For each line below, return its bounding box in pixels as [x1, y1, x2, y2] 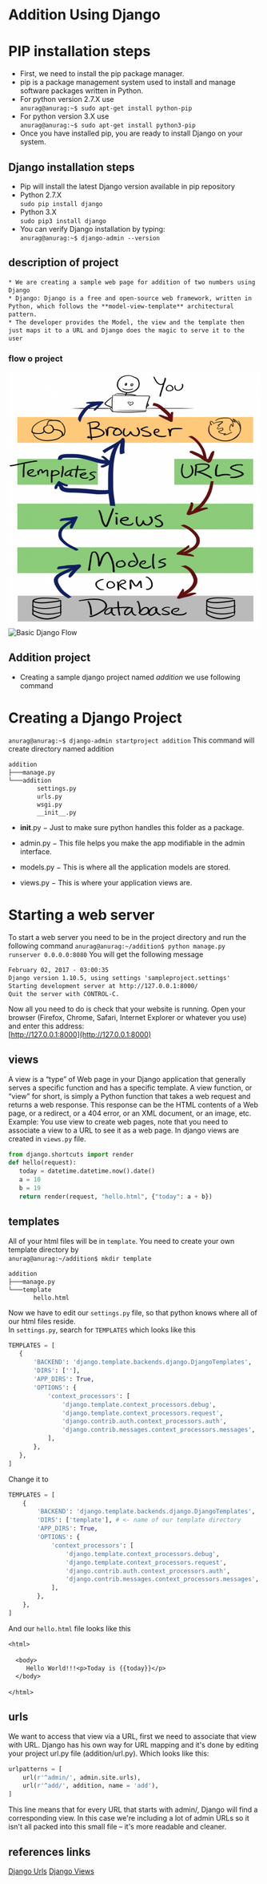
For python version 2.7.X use [19, 95, 114, 104]
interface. [19, 846, 52, 856]
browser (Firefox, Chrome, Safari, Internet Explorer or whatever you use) [8, 1012, 247, 1022]
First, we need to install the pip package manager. [19, 69, 185, 79]
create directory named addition [8, 743, 114, 753]
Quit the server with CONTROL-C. [8, 990, 120, 998]
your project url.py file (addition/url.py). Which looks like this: [8, 1748, 209, 1758]
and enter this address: [8, 1021, 85, 1031]
